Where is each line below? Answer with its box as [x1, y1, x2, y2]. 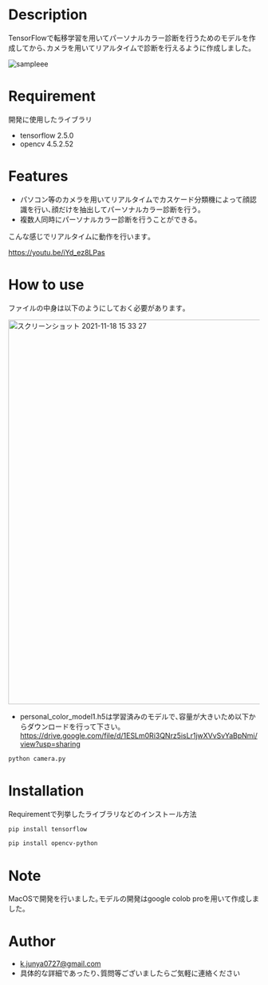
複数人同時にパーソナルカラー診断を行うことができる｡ [19, 214, 199, 224]
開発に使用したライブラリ [8, 114, 93, 124]
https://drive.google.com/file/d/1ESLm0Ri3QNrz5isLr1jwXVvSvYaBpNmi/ [19, 731, 258, 740]
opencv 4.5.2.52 [19, 138, 74, 149]
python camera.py [8, 755, 66, 763]
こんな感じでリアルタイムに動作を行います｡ [8, 231, 152, 241]
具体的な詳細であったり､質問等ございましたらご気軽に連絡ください [19, 968, 241, 978]
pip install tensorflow [8, 825, 88, 833]
